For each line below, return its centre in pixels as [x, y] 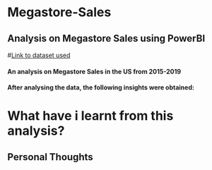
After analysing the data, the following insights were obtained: [101, 87]
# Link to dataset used [39, 55]
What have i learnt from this [90, 116]
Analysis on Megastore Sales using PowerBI [106, 38]
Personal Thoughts [50, 157]
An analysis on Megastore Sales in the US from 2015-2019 [94, 71]
